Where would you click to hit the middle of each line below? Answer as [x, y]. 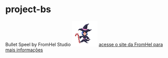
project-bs [28, 9]
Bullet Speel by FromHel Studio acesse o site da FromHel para [84, 44]
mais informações [24, 50]
